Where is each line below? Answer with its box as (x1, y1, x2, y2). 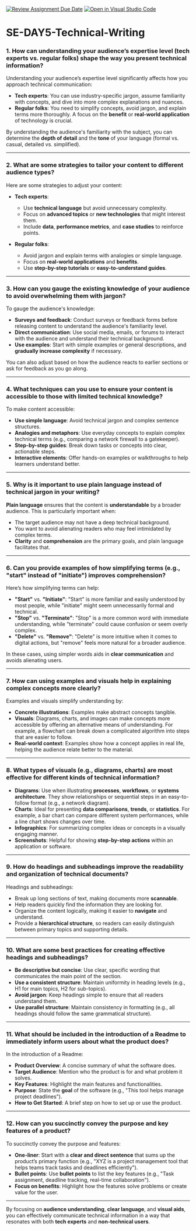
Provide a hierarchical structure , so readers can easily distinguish (14, 919, 175, 927)
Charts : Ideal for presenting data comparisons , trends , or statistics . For (14, 805, 190, 813)
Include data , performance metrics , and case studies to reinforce (23, 223, 184, 230)
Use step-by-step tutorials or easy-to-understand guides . (23, 264, 167, 271)
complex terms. (14, 531, 52, 538)
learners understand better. (14, 460, 80, 467)
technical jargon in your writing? (6, 488, 100, 496)
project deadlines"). (14, 1093, 62, 1100)
